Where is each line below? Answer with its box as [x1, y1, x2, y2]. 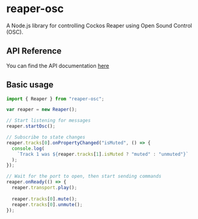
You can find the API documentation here [6, 62, 109, 69]
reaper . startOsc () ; [6, 123, 56, 129]
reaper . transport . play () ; [12, 184, 78, 191]
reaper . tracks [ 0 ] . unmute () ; [12, 201, 83, 207]
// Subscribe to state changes [6, 134, 86, 141]
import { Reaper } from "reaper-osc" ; [6, 96, 104, 102]
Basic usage [6, 79, 53, 90]
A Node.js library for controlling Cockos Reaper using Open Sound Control [6, 22, 193, 29]
